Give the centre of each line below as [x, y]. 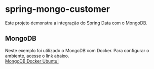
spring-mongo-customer [58, 9]
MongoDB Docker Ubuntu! [32, 61]
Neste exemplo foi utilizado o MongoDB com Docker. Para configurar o [77, 50]
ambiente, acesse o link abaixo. [37, 56]
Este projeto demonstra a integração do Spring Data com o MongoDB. [76, 23]
